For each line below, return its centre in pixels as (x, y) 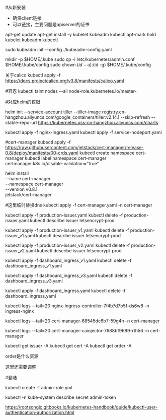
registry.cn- (114, 112)
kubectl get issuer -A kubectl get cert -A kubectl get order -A (68, 346)
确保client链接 (27, 18)
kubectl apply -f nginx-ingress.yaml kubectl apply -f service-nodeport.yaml (84, 132)
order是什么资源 (22, 356)
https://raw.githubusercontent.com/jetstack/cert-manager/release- (75, 147)
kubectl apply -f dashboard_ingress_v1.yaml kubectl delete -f (68, 260)
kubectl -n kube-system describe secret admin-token (61, 397)
